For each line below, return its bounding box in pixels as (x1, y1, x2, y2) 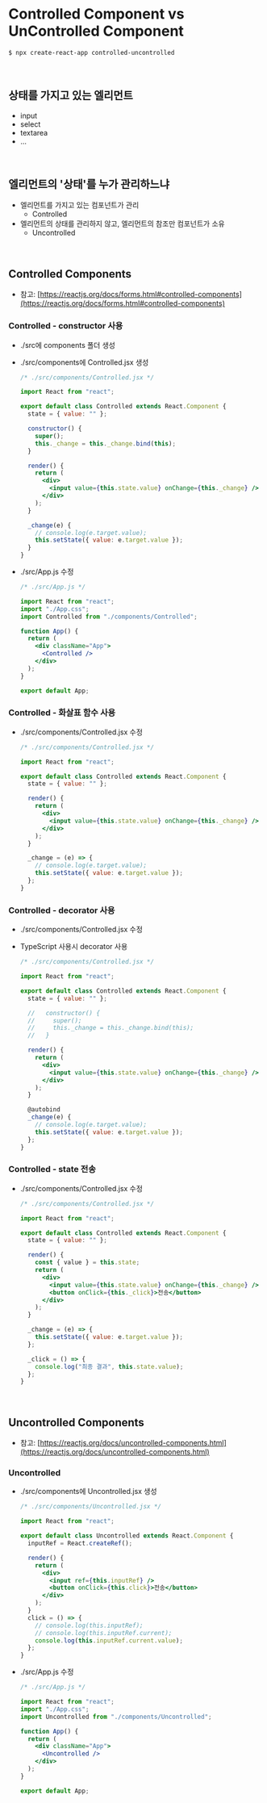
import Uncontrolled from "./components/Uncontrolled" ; (19, 1713, 212, 1721)
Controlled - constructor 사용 (8, 320, 123, 332)
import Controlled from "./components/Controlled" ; (19, 613, 198, 621)
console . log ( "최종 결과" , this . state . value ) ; (35, 1362, 184, 1370)
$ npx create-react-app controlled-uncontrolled (8, 48, 175, 56)
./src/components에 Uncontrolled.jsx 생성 (19, 1487, 157, 1496)
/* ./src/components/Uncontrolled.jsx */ (19, 1503, 161, 1511)
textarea (19, 128, 48, 137)
